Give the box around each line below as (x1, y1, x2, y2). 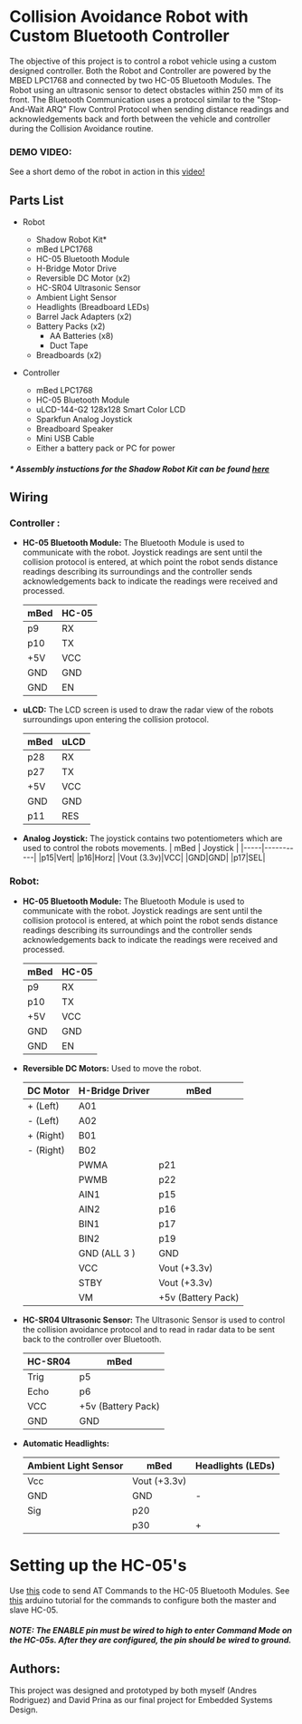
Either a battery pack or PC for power (35, 442, 176, 454)
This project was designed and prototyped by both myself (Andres (9, 1684, 258, 1696)
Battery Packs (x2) (35, 321, 106, 332)
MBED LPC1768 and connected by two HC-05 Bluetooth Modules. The (9, 74, 271, 85)
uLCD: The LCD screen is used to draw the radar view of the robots (22, 704, 274, 715)
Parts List (9, 192, 64, 208)
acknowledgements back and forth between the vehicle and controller (9, 113, 271, 124)
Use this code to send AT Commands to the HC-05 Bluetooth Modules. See (9, 1584, 290, 1596)
